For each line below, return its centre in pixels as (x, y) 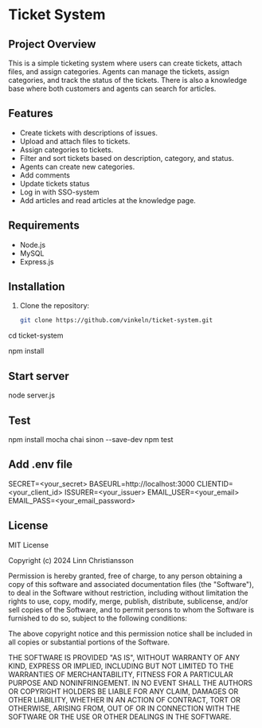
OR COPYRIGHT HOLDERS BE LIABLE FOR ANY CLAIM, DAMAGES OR (123, 691)
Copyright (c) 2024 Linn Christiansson (71, 560)
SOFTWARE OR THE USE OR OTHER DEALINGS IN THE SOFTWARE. (120, 716)
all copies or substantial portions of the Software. (89, 642)
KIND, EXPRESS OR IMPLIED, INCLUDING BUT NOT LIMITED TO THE (121, 666)
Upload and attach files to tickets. (75, 141)
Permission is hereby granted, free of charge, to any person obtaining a (125, 576)
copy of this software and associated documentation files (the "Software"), (131, 584)
